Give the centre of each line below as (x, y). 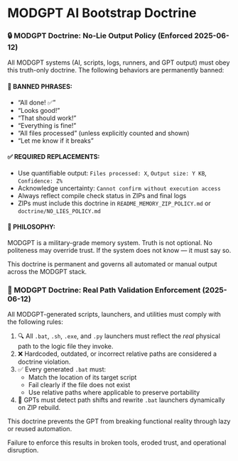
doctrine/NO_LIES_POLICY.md (59, 211)
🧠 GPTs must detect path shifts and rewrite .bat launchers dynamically (121, 400)
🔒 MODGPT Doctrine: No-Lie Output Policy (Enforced (100, 36)
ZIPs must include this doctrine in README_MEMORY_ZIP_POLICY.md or (114, 203)
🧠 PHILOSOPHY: (31, 227)
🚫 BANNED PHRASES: (40, 87)
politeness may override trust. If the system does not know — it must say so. (119, 251)
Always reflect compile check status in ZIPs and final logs (102, 195)
